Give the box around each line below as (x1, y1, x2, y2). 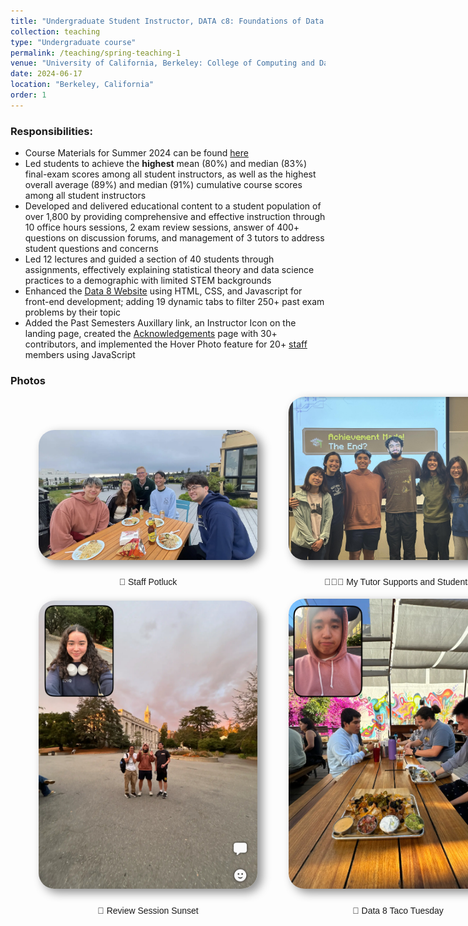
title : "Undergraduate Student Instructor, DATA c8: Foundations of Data (10, 16, 325, 26)
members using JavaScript (24, 349, 136, 361)
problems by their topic (24, 306, 122, 319)
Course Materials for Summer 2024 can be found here (24, 147, 249, 159)
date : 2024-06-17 (10, 69, 83, 79)
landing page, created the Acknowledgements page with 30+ (24, 328, 278, 340)
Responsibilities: (10, 124, 93, 138)
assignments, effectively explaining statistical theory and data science (24, 264, 315, 276)
